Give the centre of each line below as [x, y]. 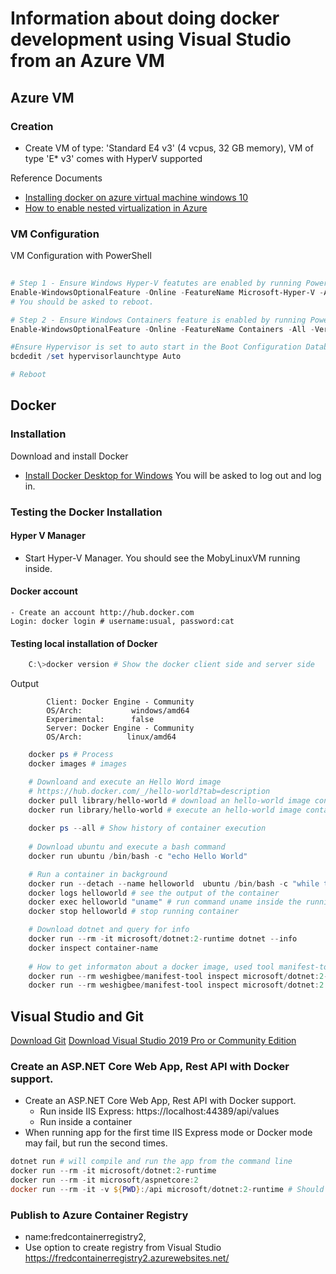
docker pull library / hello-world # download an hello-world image [169, 800]
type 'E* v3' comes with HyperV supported [113, 158]
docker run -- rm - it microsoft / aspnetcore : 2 [104, 1180]
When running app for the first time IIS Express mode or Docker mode [168, 1133]
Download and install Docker [69, 456]
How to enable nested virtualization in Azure [116, 208]
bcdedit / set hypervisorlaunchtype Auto [96, 357]
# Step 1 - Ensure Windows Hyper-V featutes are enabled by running [156, 283]
